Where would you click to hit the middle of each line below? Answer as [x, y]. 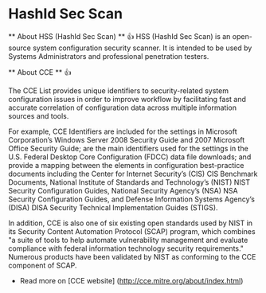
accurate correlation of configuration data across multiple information [123, 107]
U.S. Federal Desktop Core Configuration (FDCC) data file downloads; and [130, 157]
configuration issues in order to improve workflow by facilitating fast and [127, 99]
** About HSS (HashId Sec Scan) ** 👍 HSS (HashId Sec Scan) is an [119, 36]
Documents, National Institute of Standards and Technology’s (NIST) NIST [129, 182]
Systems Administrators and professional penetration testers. [109, 56]
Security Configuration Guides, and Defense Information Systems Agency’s [131, 199]
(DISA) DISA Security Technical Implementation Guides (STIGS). [113, 207]
